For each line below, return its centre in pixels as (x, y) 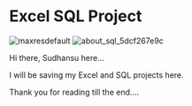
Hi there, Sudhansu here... (57, 57)
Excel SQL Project (76, 16)
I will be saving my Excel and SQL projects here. (96, 75)
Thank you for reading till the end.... (74, 92)
